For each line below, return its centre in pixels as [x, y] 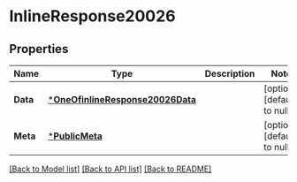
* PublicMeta [75, 136]
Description [230, 74]
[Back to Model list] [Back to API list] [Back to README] [110, 169]
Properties [39, 49]
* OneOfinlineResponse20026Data [122, 99]
